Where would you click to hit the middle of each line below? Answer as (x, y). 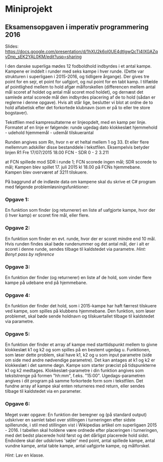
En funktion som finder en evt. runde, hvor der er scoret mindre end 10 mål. (81, 239)
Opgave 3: (18, 267)
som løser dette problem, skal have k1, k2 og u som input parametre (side (79, 355)
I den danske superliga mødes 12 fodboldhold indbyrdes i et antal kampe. (78, 66)
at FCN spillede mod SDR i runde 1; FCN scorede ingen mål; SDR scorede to (81, 162)
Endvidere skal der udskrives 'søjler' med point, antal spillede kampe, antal (80, 441)
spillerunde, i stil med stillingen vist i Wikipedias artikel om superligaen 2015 (81, 425)
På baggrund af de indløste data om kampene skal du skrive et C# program (81, 182)
